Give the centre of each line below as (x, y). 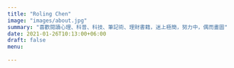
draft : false (27, 40)
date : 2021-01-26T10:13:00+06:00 (57, 34)
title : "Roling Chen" (39, 14)
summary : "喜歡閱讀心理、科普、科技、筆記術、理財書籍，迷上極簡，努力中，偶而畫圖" (117, 27)
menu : (15, 47)
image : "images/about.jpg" (47, 21)
